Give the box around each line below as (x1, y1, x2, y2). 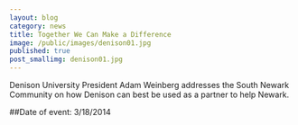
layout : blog (9, 13, 59, 22)
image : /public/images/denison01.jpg (9, 38, 152, 48)
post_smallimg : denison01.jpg (9, 55, 124, 64)
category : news (9, 22, 67, 31)
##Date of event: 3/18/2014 (9, 107, 111, 117)
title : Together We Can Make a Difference (9, 30, 172, 39)
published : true (9, 47, 70, 56)
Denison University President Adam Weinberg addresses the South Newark (9, 80, 290, 90)
